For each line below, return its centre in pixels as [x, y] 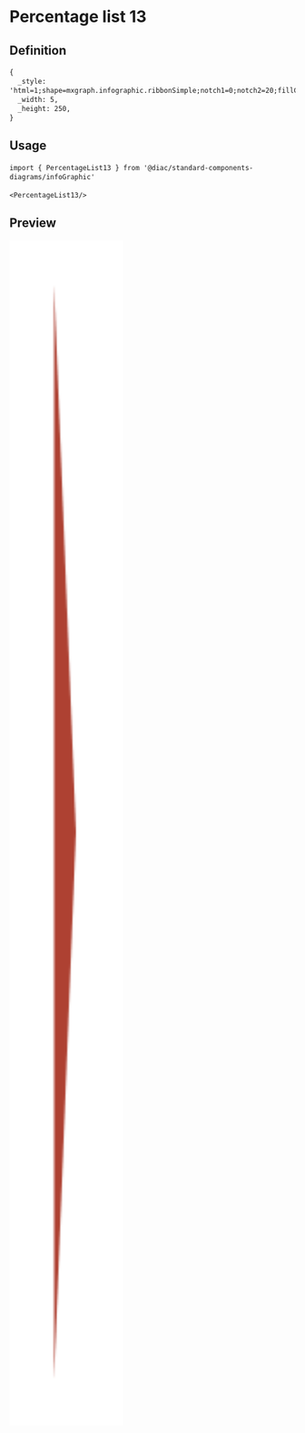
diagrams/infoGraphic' [52, 177]
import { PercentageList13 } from [75, 168]
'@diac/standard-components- [199, 168]
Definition [38, 51]
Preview [33, 224]
